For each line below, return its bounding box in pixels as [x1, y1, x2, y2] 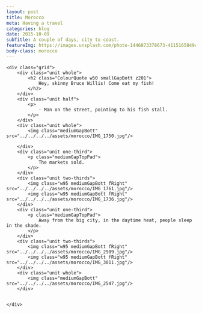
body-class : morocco [6, 48, 58, 54]
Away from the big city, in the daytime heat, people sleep [38, 217, 192, 223]
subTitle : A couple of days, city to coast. [6, 37, 120, 43]
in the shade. [6, 222, 42, 229]
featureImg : [6, 43, 36, 49]
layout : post [6, 8, 39, 15]
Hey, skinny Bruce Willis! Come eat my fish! [38, 80, 155, 86]
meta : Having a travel [6, 20, 63, 26]
